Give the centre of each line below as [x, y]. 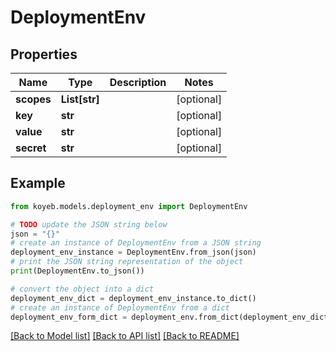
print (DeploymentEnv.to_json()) [77, 271]
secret [31, 148]
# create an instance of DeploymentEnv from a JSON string [136, 243]
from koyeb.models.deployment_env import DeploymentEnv [129, 206]
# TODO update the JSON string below [89, 224]
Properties [44, 54]
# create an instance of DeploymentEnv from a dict [120, 307]
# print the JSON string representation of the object [127, 262]
